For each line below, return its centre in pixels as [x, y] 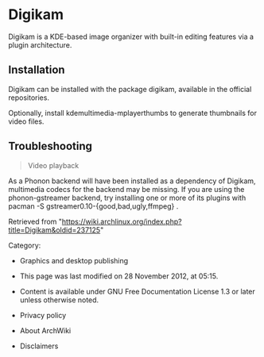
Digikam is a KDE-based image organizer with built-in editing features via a [131, 36]
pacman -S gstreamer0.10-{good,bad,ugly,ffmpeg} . [93, 206]
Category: [25, 245]
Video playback [53, 165]
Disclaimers [39, 346]
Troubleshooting [50, 146]
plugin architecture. [40, 44]
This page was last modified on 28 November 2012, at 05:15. [119, 276]
